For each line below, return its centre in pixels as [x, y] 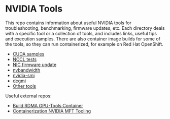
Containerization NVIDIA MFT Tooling [52, 111]
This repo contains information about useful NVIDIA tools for [69, 23]
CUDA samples [28, 54]
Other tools [24, 86]
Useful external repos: [28, 96]
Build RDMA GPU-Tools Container [48, 105]
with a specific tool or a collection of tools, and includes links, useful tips [81, 33]
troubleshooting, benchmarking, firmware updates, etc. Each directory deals [85, 28]
